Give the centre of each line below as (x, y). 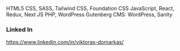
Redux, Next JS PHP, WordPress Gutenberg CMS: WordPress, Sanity (89, 14)
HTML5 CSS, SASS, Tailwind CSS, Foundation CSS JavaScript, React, (90, 8)
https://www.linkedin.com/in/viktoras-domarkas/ (65, 42)
